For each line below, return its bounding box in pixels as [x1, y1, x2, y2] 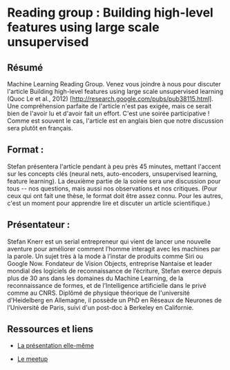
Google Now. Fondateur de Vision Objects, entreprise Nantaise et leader [7, 259, 213, 267]
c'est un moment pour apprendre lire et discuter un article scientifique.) [7, 199, 211, 207]
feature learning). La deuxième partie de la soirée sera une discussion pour [7, 177, 221, 185]
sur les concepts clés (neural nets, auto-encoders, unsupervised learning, [7, 169, 218, 177]
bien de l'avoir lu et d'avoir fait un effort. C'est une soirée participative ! [7, 109, 210, 117]
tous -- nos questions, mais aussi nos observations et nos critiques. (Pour [7, 184, 218, 193]
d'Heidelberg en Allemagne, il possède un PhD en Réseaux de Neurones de [7, 295, 222, 304]
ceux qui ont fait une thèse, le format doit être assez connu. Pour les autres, [7, 191, 223, 199]
